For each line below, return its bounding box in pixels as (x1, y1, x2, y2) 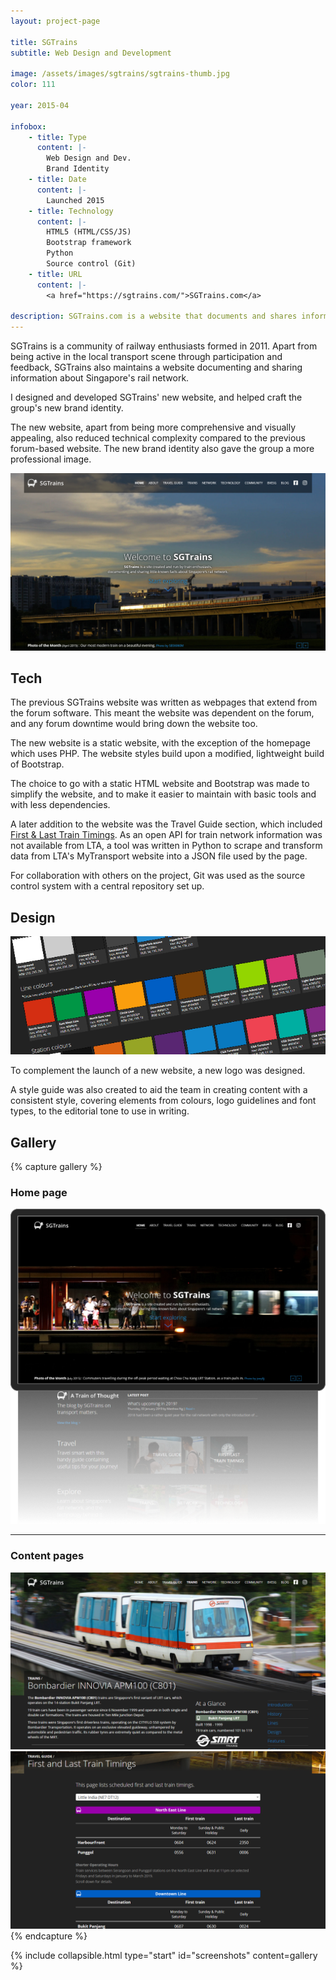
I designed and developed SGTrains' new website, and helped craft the (10, 391, 303, 404)
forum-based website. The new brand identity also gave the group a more (10, 443, 315, 455)
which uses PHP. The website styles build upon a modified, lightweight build (10, 748, 325, 760)
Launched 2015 (46, 195, 105, 205)
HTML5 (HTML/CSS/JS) (46, 227, 132, 237)
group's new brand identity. (10, 402, 124, 414)
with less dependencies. (10, 799, 111, 811)
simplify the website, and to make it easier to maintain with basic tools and (10, 788, 317, 800)
